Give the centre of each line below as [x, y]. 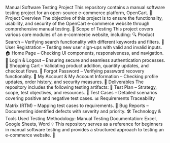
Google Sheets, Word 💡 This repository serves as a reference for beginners [84, 124]
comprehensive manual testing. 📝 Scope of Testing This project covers [79, 29]
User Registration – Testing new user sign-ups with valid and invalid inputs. [84, 47]
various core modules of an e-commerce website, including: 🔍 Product [80, 34]
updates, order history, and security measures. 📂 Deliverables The [74, 82]
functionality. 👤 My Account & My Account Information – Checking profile [82, 76]
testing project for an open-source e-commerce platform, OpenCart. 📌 [79, 13]
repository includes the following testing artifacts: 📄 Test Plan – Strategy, [81, 87]
